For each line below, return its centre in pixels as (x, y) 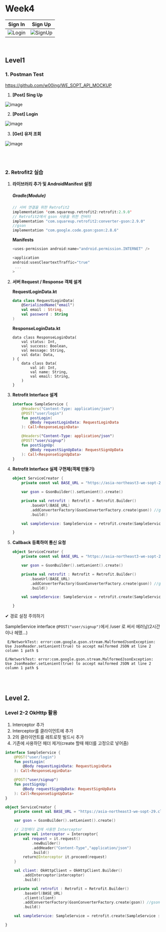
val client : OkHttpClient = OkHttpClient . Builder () (68, 871)
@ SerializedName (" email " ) (48, 305)
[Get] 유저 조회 (27, 133)
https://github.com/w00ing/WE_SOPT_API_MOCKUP (59, 85)
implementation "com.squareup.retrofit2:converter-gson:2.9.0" (79, 221)
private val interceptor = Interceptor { (56, 834)
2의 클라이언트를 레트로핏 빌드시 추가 (48, 737)
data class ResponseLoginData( (44, 337)
